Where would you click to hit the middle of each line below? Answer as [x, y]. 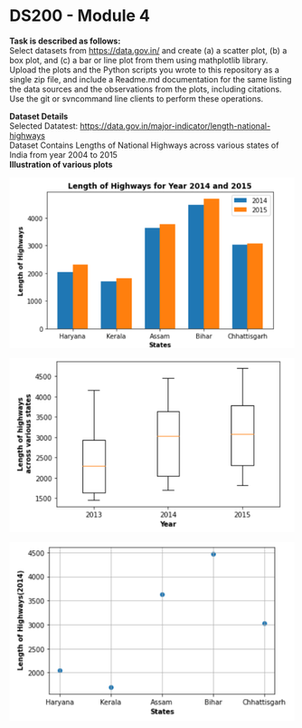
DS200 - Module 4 [80, 16]
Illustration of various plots [61, 164]
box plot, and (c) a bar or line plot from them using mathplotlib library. [139, 60]
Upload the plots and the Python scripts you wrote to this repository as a [145, 70]
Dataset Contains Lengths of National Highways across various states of [144, 145]
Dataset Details [39, 116]
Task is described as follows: [65, 41]
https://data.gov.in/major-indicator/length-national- [175, 126]
